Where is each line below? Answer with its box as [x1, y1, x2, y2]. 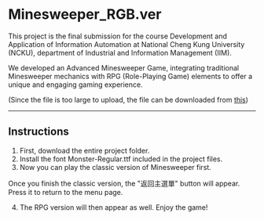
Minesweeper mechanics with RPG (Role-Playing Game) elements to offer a [8, 71, 253, 81]
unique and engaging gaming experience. [8, 80, 143, 89]
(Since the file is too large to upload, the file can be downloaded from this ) [8, 95, 249, 104]
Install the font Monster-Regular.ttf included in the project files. [19, 154, 223, 164]
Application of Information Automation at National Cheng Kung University [8, 39, 245, 49]
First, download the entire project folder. [19, 146, 150, 155]
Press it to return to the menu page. [8, 187, 123, 197]
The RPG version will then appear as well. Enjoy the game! [19, 202, 208, 212]
